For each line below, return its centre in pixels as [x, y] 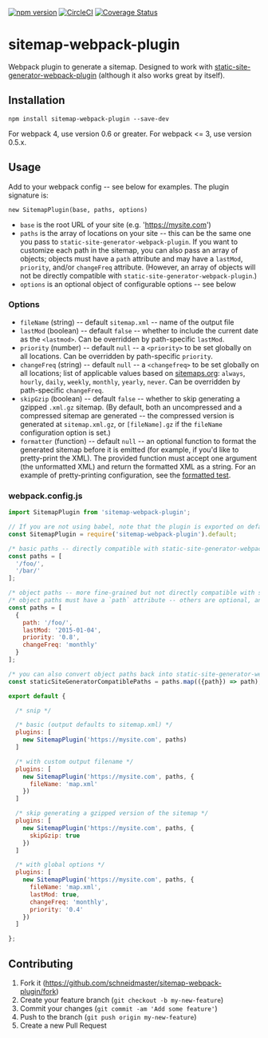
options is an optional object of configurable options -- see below [128, 284]
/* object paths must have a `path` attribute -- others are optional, [130, 601]
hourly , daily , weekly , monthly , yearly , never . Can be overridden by [130, 381]
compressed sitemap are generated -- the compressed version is [127, 415]
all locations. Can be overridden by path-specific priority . [116, 356]
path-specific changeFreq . [62, 390]
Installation [37, 100]
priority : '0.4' [56, 909]
